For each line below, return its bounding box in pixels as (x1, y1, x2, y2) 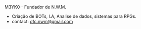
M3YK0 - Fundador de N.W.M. (4, 4, 66, 10)
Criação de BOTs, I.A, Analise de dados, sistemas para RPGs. (11, 14, 137, 19)
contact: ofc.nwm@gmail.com (11, 19, 73, 24)
